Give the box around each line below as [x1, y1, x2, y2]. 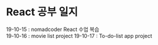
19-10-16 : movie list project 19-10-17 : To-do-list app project [6, 32, 152, 39]
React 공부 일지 [6, 5, 78, 19]
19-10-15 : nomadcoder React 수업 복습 [6, 26, 100, 33]
